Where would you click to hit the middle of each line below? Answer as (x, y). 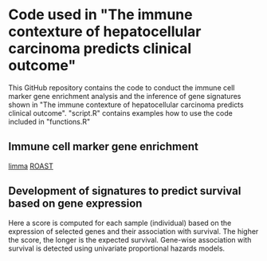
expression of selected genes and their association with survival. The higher (133, 231)
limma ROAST (31, 166)
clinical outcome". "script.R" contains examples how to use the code (120, 113)
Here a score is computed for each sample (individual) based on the (120, 223)
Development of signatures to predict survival (125, 191)
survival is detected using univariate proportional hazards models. (117, 248)
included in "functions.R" (49, 121)
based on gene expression (75, 204)
